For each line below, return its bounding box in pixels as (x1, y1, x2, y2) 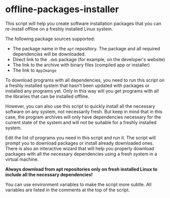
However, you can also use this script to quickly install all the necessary (5, 103, 156, 109)
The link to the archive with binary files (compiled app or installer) (12, 62, 150, 68)
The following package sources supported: (5, 36, 95, 42)
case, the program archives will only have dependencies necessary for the (5, 114, 161, 120)
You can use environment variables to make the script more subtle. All (5, 181, 152, 187)
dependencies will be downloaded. (12, 51, 86, 57)
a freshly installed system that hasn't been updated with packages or (5, 82, 150, 89)
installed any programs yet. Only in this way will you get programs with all (5, 88, 159, 94)
